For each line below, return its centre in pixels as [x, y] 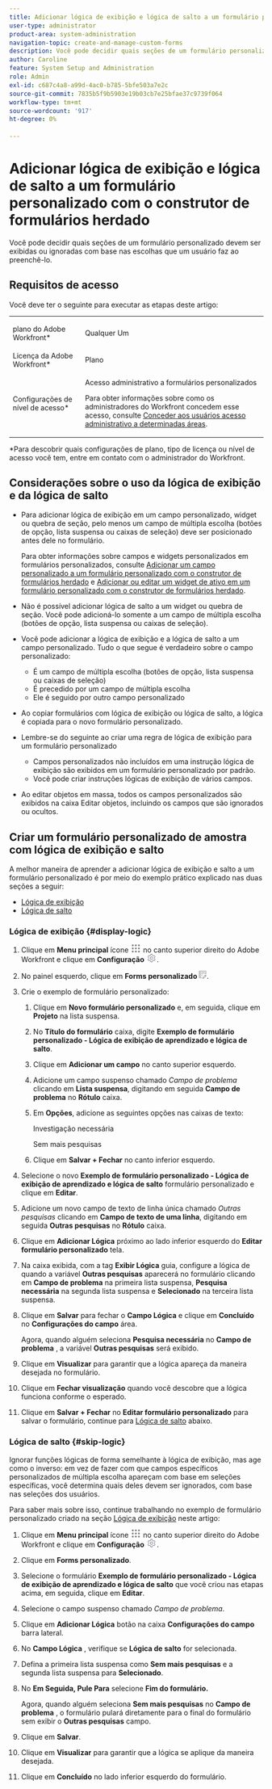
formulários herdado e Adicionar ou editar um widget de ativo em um [136, 582]
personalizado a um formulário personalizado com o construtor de [131, 573]
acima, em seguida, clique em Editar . [83, 1593]
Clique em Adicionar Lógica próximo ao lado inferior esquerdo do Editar [142, 1241]
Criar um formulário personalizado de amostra [128, 837]
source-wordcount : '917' [51, 111]
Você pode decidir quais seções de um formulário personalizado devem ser [135, 242]
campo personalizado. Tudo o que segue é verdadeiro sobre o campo [137, 648]
